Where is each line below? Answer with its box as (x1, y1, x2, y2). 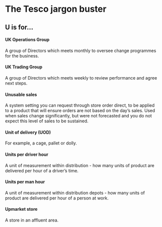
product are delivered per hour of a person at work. (5, 195, 109, 201)
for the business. (5, 53, 39, 58)
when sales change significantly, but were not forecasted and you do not (5, 113, 152, 119)
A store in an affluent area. (5, 217, 59, 223)
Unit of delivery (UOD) (5, 129, 51, 135)
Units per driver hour (5, 151, 48, 157)
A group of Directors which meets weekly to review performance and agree (5, 75, 158, 81)
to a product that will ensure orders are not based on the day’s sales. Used (5, 108, 155, 113)
